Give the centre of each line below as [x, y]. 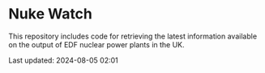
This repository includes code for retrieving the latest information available [133, 36]
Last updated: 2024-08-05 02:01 [64, 60]
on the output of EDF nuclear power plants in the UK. [96, 44]
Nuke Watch [51, 14]
